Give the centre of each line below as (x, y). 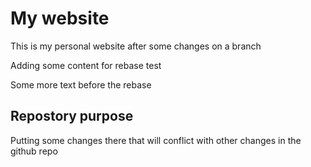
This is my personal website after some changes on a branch (136, 46)
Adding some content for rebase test (86, 65)
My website (60, 18)
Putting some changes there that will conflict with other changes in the (156, 140)
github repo (34, 151)
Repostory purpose (72, 116)
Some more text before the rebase (81, 84)
